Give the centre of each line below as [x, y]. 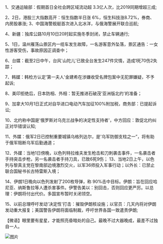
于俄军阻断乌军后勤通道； [31, 143]
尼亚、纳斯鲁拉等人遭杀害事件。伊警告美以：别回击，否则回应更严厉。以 [77, 188]
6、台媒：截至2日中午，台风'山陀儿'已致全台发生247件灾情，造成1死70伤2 [79, 61]
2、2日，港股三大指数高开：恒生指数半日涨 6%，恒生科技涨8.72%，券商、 [80, 17]
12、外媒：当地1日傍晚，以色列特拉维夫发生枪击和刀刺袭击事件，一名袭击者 [80, 153]
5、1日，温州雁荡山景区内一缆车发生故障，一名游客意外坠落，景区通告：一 [79, 44]
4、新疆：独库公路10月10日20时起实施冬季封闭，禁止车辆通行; [67, 34]
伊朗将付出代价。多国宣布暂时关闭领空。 [54, 194]
